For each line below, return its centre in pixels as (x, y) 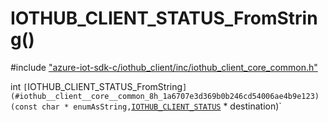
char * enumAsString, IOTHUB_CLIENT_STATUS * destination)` (161, 106)
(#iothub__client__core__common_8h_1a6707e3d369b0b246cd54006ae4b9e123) (165, 96)
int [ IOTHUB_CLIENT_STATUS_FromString (96, 86)
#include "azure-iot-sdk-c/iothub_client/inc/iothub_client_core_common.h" (164, 67)
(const (24, 107)
